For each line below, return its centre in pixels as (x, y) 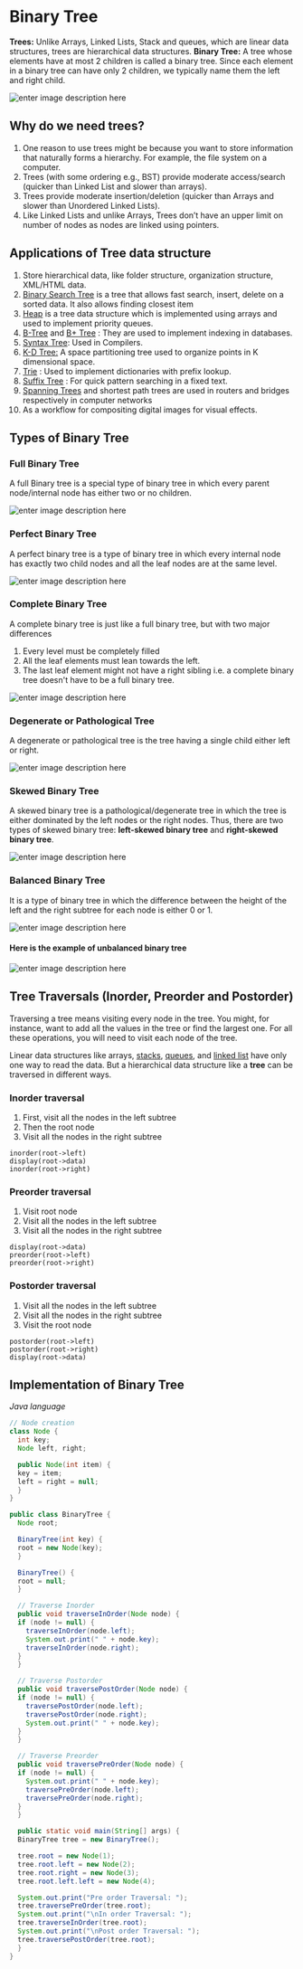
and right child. (38, 80)
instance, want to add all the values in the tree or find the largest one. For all (151, 1027)
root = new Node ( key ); (60, 1548)
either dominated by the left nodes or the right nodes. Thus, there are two (147, 820)
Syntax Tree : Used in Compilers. (82, 342)
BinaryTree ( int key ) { (60, 1539)
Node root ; (38, 1523)
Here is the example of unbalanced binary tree (98, 948)
